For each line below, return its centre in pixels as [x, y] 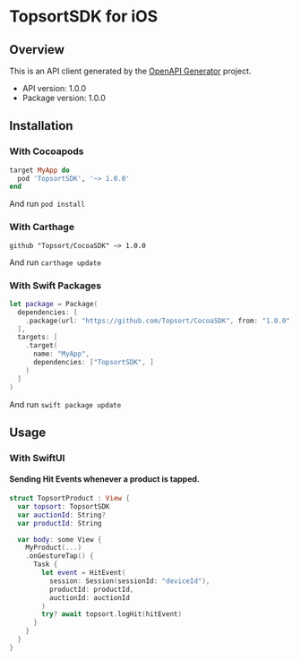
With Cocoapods [47, 151]
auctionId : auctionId [89, 597]
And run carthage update [55, 262]
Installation [41, 126]
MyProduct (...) [54, 548]
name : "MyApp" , [61, 354]
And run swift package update [65, 404]
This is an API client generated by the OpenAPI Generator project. [130, 71]
